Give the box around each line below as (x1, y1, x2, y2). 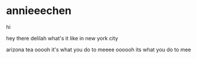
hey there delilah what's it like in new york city (6, 34, 119, 41)
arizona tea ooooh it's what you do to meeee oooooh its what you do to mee (6, 46, 192, 53)
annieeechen (6, 4, 72, 18)
